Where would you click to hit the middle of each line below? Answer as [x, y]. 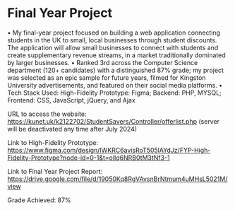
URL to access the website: [47, 114]
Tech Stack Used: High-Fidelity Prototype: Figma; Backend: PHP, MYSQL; [115, 93]
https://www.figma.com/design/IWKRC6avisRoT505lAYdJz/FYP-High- [109, 150]
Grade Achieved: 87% [40, 200]
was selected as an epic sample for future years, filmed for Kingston [107, 77]
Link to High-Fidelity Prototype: [53, 142]
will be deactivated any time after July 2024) [72, 129]
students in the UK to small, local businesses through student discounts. [112, 40]
